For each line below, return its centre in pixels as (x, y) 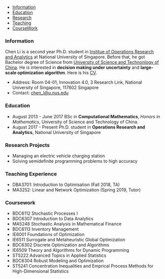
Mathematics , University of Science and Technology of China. (75, 122)
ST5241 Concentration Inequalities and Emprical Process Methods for (83, 266)
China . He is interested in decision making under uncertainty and (72, 68)
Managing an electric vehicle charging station (58, 156)
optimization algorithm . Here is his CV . (57, 73)
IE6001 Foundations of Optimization (48, 234)
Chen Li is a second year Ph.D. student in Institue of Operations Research (80, 52)
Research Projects (28, 145)
